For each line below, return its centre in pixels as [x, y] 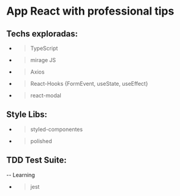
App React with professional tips [90, 11]
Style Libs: [27, 115]
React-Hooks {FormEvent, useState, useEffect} [89, 84]
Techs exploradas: [42, 34]
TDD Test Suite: [36, 160]
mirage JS [43, 60]
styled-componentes [57, 129]
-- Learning [21, 175]
